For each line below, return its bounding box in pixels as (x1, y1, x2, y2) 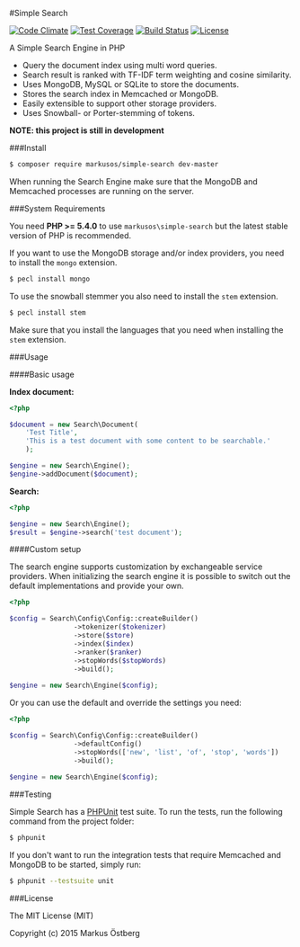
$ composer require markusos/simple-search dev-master (9, 160, 219, 169)
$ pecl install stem (9, 308, 87, 317)
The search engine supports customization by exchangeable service (9, 561, 263, 572)
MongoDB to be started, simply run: (9, 859, 142, 871)
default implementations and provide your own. (9, 580, 184, 592)
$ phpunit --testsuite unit (9, 877, 115, 886)
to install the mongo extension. (9, 256, 118, 268)
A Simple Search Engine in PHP (9, 42, 126, 53)
